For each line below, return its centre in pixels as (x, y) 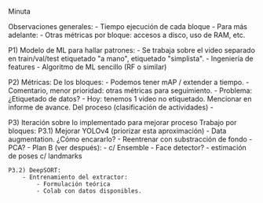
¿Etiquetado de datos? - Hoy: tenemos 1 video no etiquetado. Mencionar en (130, 99)
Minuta (20, 11)
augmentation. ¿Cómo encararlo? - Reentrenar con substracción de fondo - (130, 139)
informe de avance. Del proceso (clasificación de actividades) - (111, 107)
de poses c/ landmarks (45, 156)
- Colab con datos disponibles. (89, 191)
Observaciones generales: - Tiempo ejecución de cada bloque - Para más (128, 26)
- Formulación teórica (73, 184)
